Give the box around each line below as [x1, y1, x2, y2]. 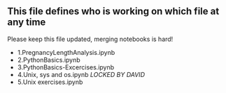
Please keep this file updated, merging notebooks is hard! [7, 35, 174, 43]
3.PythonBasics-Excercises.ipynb [17, 62, 115, 71]
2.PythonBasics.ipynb [17, 56, 80, 64]
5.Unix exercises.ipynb [17, 78, 83, 86]
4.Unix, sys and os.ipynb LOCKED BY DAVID [17, 70, 146, 78]
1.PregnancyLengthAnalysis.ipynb [17, 48, 115, 56]
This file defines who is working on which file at [7, 6, 220, 17]
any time [7, 17, 46, 28]
